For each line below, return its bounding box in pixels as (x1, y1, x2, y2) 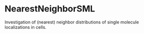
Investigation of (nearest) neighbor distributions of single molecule (4, 19, 139, 25)
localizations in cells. (4, 24, 47, 30)
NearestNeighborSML (4, 3, 96, 14)
